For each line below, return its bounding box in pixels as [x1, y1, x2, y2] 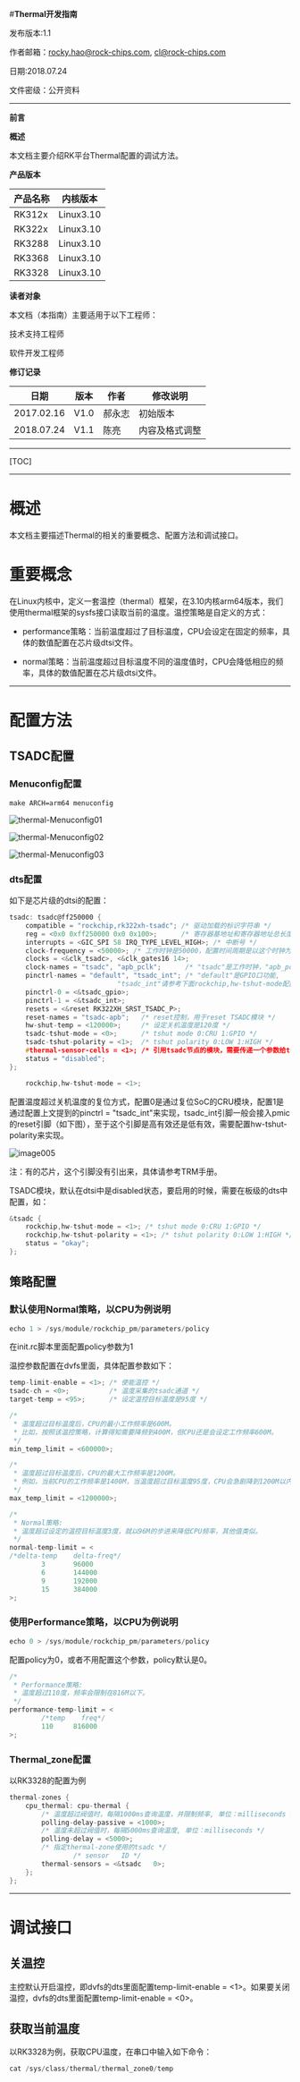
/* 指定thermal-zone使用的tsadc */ [41, 1843, 167, 1852]
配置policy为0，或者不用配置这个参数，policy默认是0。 [9, 1654, 212, 1665]
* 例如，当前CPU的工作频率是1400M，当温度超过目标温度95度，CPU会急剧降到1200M [12, 1477, 279, 1486]
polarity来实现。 [9, 1129, 69, 1140]
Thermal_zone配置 [9, 1753, 92, 1765]
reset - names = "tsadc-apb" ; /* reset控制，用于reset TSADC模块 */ [25, 1013, 277, 1022]
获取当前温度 [9, 2021, 80, 2036]
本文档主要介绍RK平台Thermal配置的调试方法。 [9, 150, 183, 160]
